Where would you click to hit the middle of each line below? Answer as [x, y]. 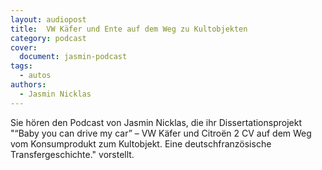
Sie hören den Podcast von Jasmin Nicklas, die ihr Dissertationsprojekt [156, 122]
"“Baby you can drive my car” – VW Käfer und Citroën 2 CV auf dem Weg [161, 133]
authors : [28, 85]
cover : [24, 47]
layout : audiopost [48, 19]
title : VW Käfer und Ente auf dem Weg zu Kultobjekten [129, 29]
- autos [35, 76]
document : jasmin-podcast [73, 57]
